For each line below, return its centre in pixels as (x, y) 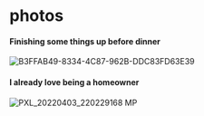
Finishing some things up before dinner (85, 41)
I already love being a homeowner (74, 82)
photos (37, 16)
